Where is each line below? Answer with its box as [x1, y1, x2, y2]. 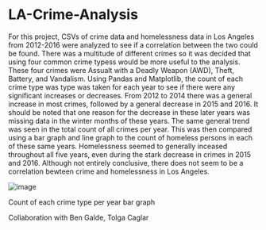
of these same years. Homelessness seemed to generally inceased [8, 141, 228, 151]
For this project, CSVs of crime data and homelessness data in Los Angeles [8, 32, 255, 41]
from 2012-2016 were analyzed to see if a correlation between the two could [8, 40, 258, 49]
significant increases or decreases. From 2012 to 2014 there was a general [8, 90, 253, 100]
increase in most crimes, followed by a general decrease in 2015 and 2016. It [8, 99, 259, 109]
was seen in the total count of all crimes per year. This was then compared [8, 125, 253, 134]
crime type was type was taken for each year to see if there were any [8, 82, 236, 92]
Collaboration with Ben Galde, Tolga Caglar [8, 213, 149, 222]
